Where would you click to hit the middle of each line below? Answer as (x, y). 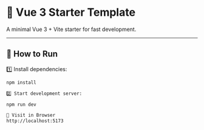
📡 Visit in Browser (31, 115)
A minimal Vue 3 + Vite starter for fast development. (71, 29)
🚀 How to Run (32, 54)
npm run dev (21, 104)
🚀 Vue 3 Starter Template (71, 12)
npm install (21, 82)
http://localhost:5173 (35, 121)
